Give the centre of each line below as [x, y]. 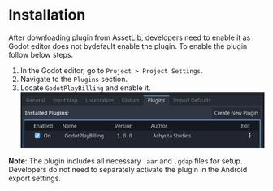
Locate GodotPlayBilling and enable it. [86, 88]
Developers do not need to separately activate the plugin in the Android [128, 170]
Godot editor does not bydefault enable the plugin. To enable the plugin [128, 46]
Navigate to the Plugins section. [74, 79]
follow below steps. [41, 54]
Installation [47, 15]
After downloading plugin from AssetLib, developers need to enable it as [130, 37]
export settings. [35, 178]
